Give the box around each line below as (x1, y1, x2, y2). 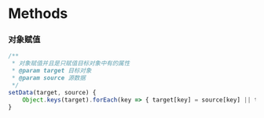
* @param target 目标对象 (11, 67, 92, 75)
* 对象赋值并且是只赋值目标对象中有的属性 (11, 59, 130, 67)
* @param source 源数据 (11, 74, 86, 82)
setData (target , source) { (8, 88, 97, 96)
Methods (8, 5, 68, 23)
